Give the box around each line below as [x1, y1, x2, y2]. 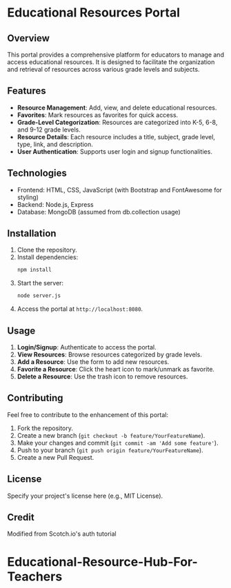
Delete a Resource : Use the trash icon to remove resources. [17, 372, 188, 381]
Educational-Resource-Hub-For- [7, 554, 198, 569]
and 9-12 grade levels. [17, 125, 81, 134]
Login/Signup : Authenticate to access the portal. [17, 343, 157, 351]
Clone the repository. [17, 246, 77, 254]
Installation [7, 227, 57, 239]
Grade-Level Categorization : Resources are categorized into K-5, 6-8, [17, 118, 218, 126]
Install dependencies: [17, 253, 79, 261]
